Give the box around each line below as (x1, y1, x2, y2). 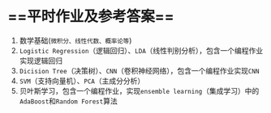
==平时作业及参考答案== (7, 7, 175, 26)
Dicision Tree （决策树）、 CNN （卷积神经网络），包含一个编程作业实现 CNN (19, 65, 260, 75)
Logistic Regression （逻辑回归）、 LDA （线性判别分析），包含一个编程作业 (19, 45, 264, 55)
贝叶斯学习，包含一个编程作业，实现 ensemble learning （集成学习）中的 (19, 86, 260, 95)
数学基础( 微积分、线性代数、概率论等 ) (19, 36, 132, 45)
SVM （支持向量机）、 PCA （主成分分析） (19, 76, 145, 86)
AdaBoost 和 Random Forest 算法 (19, 96, 118, 106)
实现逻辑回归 (19, 56, 62, 65)
